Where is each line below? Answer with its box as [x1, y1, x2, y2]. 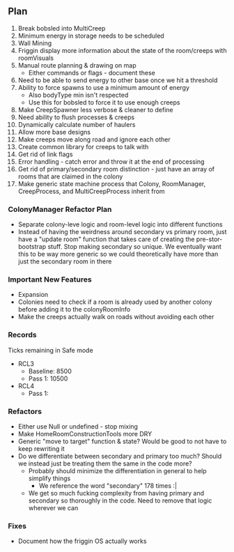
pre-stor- [196, 235, 223, 243]
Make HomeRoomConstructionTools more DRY [17, 430, 153, 438]
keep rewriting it [17, 445, 65, 452]
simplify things [28, 474, 71, 482]
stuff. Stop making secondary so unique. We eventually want [47, 243, 222, 251]
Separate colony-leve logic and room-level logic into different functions [17, 220, 223, 229]
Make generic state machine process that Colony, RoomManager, [17, 179, 206, 187]
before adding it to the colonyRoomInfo [17, 305, 131, 314]
